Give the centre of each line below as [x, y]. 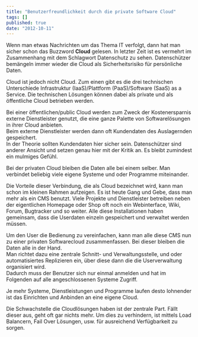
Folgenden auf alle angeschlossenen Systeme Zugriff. [72, 279]
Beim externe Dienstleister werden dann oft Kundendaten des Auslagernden [99, 131]
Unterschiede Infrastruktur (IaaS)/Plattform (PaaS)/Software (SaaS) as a [94, 88]
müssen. [17, 224]
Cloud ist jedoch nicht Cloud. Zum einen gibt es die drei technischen [90, 82]
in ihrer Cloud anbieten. [35, 125]
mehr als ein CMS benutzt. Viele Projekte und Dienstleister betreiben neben [98, 199]
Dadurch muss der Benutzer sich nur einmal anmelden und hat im [86, 273]
